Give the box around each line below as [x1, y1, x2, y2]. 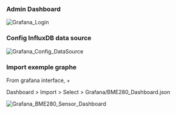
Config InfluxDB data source [6, 34, 92, 43]
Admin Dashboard [6, 5, 61, 13]
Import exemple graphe [6, 63, 77, 71]
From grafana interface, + [6, 77, 71, 84]
